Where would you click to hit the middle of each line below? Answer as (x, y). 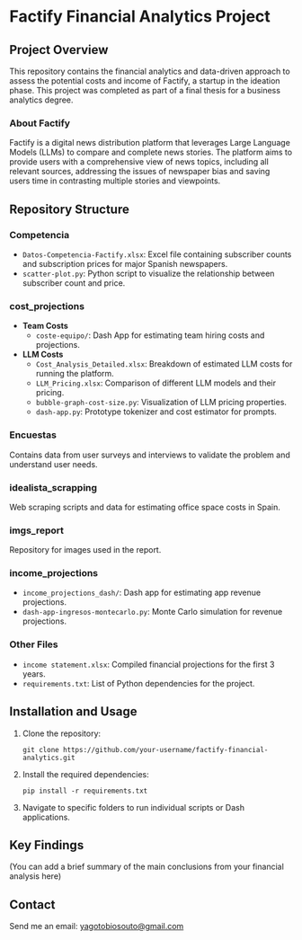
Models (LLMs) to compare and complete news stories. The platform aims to (151, 152)
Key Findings (47, 845)
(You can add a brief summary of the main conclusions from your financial (147, 867)
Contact (32, 905)
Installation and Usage (73, 712)
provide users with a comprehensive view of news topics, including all (139, 162)
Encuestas (33, 435)
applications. (46, 817)
